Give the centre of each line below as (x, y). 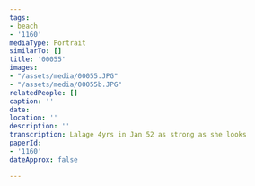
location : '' (34, 118)
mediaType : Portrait (48, 43)
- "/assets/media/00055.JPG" (64, 76)
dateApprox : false (44, 159)
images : (24, 68)
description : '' (40, 127)
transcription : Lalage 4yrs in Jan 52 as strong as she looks (128, 135)
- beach (24, 26)
